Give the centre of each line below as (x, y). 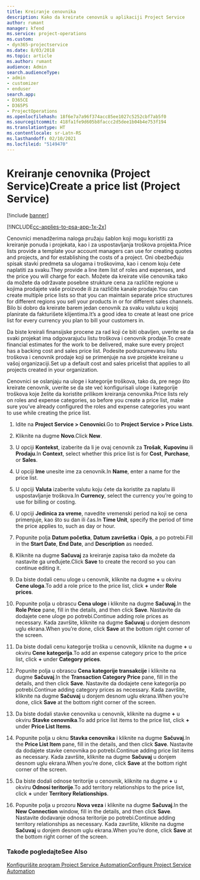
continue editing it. (38, 568)
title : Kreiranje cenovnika (42, 12)
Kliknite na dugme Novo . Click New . (59, 436)
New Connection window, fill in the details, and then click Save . (93, 811)
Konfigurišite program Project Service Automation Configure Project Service (99, 865)
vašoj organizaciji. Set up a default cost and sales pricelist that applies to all (99, 363)
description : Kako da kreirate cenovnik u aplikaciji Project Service (96, 17)
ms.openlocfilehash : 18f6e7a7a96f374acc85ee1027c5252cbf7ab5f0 (87, 116)
